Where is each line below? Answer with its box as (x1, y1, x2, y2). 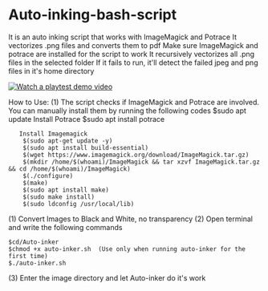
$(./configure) (22, 172, 74, 180)
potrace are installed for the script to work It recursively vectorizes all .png (8, 49, 255, 59)
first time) (8, 252, 48, 260)
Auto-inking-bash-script (8, 6, 177, 24)
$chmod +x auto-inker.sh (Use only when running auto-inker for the (8, 245, 246, 253)
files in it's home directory (8, 66, 95, 75)
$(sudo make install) (22, 192, 95, 201)
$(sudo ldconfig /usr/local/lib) (22, 200, 135, 208)
